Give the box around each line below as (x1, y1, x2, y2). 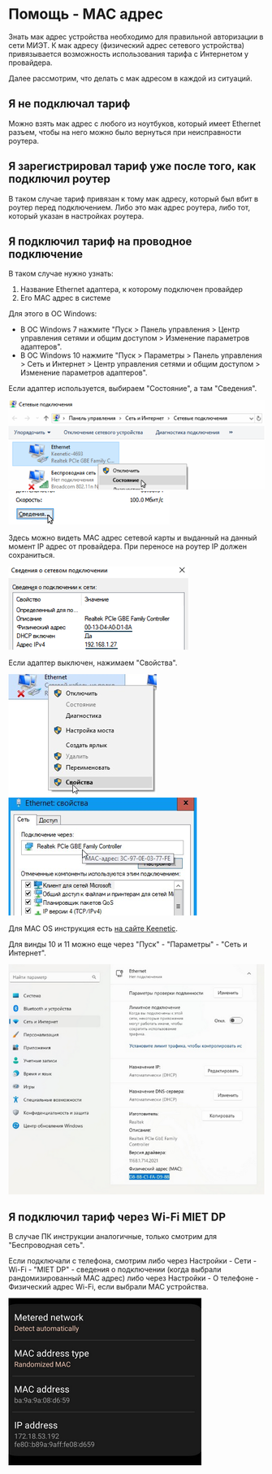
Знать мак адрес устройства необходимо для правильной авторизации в (8, 32, 264, 41)
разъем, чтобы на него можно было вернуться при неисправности (8, 127, 242, 137)
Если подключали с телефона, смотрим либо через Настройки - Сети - (8, 1256, 257, 1266)
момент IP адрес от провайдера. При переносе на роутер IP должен (8, 541, 248, 551)
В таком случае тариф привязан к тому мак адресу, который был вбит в (8, 193, 258, 203)
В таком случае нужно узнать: (8, 269, 114, 279)
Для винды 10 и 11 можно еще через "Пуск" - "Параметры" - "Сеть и (8, 939, 248, 949)
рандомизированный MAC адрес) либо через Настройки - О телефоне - (8, 1273, 259, 1283)
